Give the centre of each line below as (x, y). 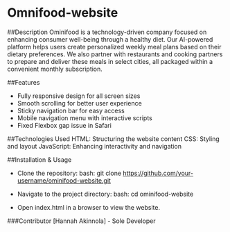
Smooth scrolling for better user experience (79, 103)
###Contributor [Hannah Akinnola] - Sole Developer (81, 221)
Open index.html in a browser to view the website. (89, 207)
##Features (24, 82)
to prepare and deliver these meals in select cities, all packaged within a (110, 61)
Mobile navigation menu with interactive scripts (85, 118)
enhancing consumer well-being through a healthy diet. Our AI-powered (110, 39)
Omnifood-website (63, 13)
